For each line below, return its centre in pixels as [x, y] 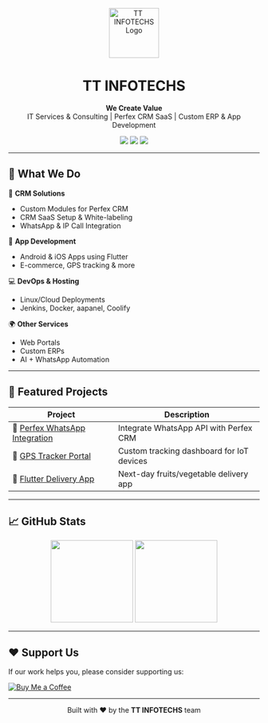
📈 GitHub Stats [47, 522]
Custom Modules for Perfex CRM [74, 208]
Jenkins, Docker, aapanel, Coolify [75, 308]
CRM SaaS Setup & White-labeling [76, 217]
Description [187, 414]
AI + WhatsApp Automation [65, 359]
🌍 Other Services [39, 324]
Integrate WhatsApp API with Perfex [185, 428]
